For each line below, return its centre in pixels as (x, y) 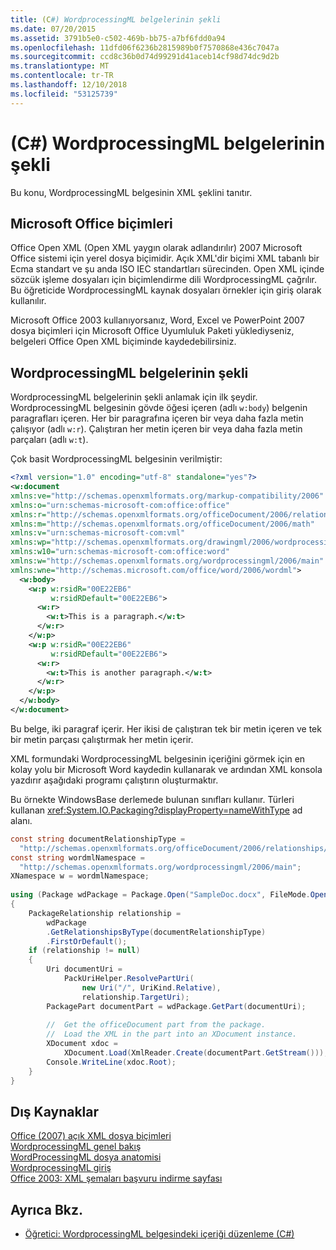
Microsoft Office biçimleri (91, 223)
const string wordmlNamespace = (77, 857)
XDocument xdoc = (82, 1044)
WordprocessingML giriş (61, 1168)
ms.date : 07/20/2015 (53, 29)
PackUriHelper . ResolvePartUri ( (129, 979)
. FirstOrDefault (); (87, 941)
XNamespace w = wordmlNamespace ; (80, 876)
